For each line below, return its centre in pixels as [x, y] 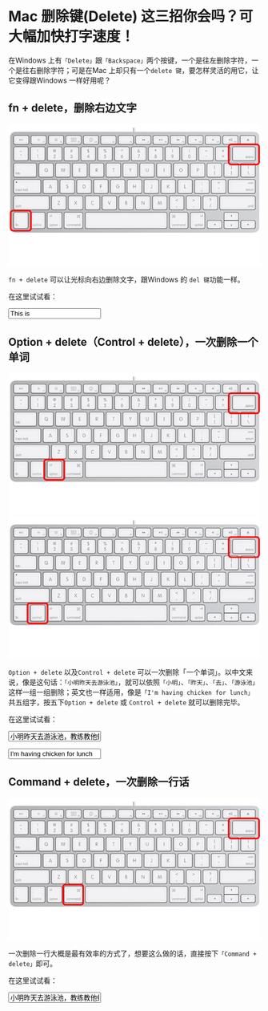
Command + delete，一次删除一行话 [99, 782]
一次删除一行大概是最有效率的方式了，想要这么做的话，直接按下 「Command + [133, 954]
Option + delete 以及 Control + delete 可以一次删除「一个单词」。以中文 [127, 672]
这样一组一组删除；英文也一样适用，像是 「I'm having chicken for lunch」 [131, 692]
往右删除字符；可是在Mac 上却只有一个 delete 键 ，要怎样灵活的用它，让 [140, 70]
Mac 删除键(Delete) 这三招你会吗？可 [131, 16]
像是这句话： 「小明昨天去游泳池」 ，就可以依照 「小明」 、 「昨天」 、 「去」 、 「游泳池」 [140, 682]
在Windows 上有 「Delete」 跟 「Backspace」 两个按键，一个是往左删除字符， [130, 60]
